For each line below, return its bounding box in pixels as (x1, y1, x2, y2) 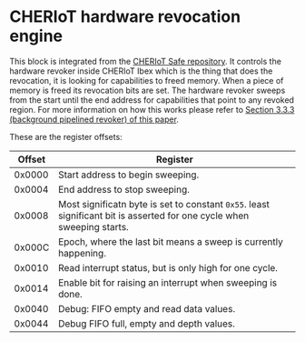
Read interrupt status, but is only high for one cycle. (57, 261, 279, 274)
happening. (57, 246, 107, 259)
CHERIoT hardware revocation (9, 6, 241, 27)
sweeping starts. (57, 220, 129, 233)
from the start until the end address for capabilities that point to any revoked (9, 94, 295, 106)
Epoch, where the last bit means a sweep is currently (57, 235, 283, 247)
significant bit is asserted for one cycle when (57, 209, 250, 222)
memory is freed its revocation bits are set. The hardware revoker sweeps (9, 85, 286, 96)
